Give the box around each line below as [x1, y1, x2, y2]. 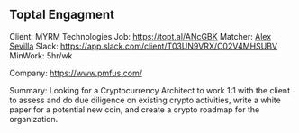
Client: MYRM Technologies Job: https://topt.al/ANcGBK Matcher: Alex [9, 31, 272, 41]
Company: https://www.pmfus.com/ [9, 67, 142, 78]
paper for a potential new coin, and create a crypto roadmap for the [9, 103, 260, 115]
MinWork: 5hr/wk [9, 49, 73, 61]
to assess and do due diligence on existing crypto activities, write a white [9, 94, 281, 105]
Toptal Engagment [9, 7, 115, 22]
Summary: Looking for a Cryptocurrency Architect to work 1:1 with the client [9, 84, 291, 95]
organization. [9, 113, 59, 124]
